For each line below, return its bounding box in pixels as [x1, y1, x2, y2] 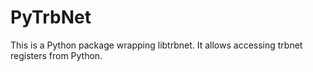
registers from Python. [10, 49, 103, 61]
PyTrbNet [10, 6, 92, 29]
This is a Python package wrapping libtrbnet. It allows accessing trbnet [10, 39, 303, 51]
